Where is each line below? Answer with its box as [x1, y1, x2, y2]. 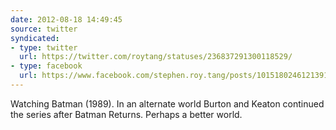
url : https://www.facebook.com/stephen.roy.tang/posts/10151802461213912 [19, 71, 333, 81]
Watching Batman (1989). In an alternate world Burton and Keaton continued [10, 97, 325, 110]
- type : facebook [10, 61, 83, 71]
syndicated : [10, 33, 60, 43]
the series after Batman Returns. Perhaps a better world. [10, 108, 243, 120]
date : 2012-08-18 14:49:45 [10, 14, 123, 25]
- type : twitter [10, 42, 78, 53]
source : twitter [10, 24, 78, 34]
